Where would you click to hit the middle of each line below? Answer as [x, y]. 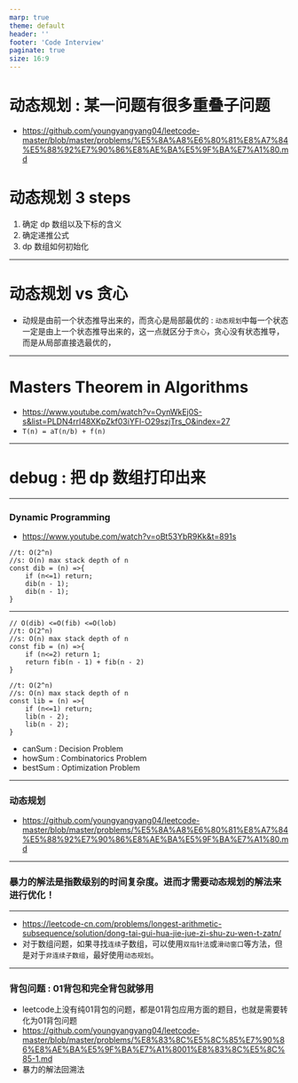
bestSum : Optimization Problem [81, 767]
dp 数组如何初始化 [55, 246]
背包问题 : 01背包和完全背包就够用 [82, 988]
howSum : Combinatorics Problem [84, 758]
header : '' [29, 34]
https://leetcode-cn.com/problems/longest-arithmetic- [122, 923]
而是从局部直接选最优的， [69, 342]
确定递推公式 [45, 235]
